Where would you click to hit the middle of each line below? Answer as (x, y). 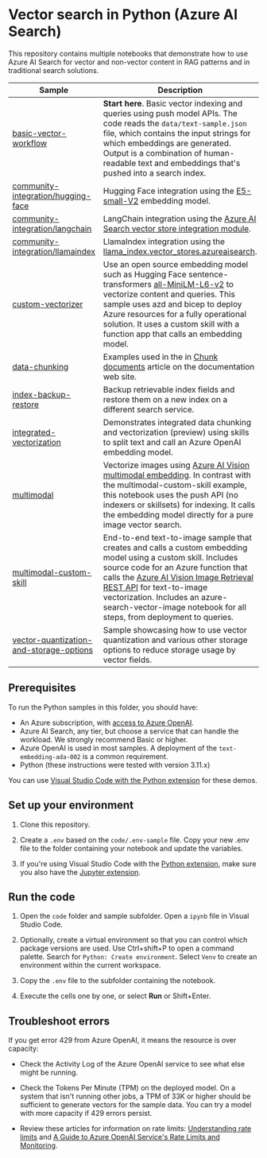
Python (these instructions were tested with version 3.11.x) (115, 765)
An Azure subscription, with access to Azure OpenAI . (107, 722)
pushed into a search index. (155, 172)
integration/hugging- (52, 196)
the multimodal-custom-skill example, (175, 485)
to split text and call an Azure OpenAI (172, 442)
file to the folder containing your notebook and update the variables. (132, 848)
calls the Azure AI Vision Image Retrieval (178, 577)
